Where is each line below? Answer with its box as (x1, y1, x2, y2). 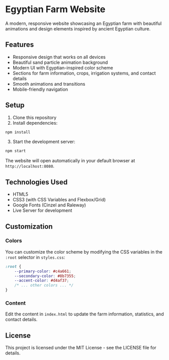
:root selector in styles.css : (5, 254, 65, 260)
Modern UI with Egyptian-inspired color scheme (12, 64, 113, 70)
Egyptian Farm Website (5, 4, 106, 15)
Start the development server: (12, 138, 76, 145)
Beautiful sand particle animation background (12, 59, 108, 65)
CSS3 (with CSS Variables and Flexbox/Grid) (12, 197, 106, 203)
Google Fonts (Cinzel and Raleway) (12, 202, 86, 208)
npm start (5, 149, 26, 154)
